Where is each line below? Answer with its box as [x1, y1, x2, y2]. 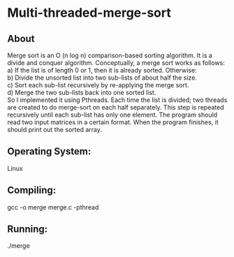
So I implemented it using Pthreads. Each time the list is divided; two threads [7, 96, 228, 104]
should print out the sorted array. [7, 126, 103, 133]
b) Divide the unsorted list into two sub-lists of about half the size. [7, 73, 198, 82]
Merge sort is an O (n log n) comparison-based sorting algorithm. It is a [7, 51, 213, 59]
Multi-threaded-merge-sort [7, 5, 171, 21]
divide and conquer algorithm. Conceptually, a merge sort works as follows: [7, 59, 225, 67]
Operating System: [7, 145, 92, 158]
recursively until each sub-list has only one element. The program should [7, 110, 218, 119]
